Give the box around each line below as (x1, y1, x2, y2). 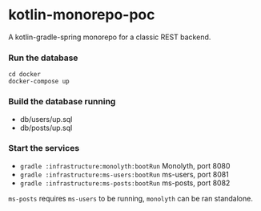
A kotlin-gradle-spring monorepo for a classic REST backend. (8, 32, 211, 42)
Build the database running (8, 96, 116, 108)
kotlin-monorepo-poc (8, 6, 155, 24)
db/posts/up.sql (19, 123, 73, 132)
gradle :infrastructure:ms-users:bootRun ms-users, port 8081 (19, 169, 230, 179)
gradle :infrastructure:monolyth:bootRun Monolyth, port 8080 (19, 160, 231, 170)
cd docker (8, 71, 42, 79)
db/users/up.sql (19, 114, 73, 124)
